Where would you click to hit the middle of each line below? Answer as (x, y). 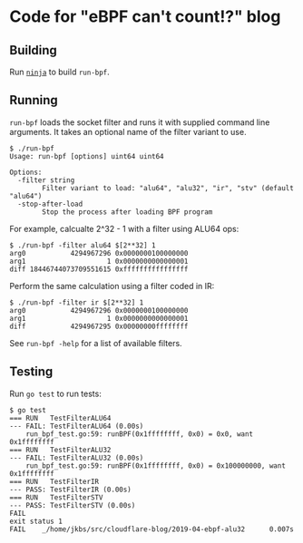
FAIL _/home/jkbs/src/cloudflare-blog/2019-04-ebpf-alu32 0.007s (152, 529)
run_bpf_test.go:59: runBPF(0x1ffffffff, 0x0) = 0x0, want (140, 434)
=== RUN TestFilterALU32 (60, 450)
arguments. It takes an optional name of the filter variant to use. (128, 131)
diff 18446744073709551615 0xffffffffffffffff (99, 269)
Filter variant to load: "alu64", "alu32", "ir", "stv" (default (168, 188)
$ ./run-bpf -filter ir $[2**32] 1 (77, 302)
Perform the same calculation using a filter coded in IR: (112, 286)
